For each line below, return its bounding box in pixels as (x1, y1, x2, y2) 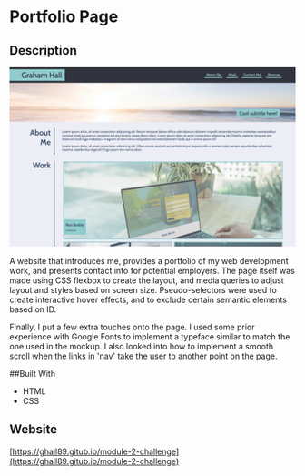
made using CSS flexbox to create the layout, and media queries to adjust (9, 275, 284, 286)
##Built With (9, 369, 56, 379)
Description (9, 43, 77, 58)
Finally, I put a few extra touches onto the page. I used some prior (9, 321, 256, 332)
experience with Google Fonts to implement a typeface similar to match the (9, 331, 290, 342)
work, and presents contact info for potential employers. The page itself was (9, 266, 295, 276)
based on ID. (9, 304, 57, 315)
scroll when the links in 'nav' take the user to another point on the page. (9, 350, 278, 361)
